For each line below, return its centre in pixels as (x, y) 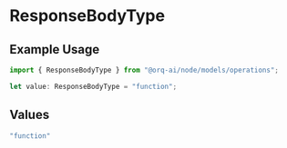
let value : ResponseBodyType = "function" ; (93, 86)
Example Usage (55, 49)
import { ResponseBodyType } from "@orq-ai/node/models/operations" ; (144, 70)
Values (30, 115)
